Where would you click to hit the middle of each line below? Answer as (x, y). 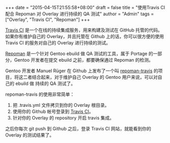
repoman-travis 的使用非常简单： (40, 94)
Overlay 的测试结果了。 (30, 135)
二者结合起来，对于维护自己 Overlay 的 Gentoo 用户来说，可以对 (90, 77)
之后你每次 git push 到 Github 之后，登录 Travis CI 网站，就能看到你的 (78, 128)
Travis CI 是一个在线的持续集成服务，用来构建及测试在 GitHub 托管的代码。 (84, 30)
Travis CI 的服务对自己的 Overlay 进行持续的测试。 (58, 43)
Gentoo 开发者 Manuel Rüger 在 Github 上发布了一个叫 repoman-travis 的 (82, 71)
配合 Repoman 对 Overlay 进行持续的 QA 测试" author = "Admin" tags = (80, 14)
